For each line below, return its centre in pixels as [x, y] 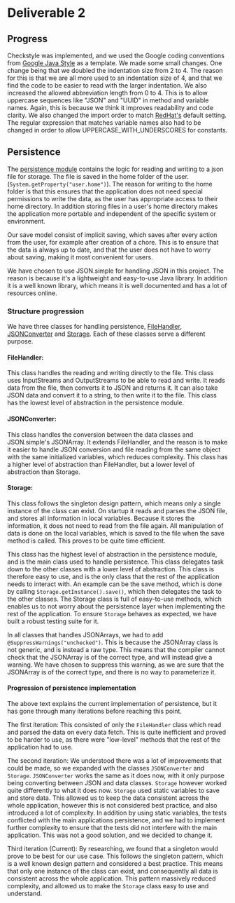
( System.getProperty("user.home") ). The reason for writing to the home [110, 184]
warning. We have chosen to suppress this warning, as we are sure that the [116, 665]
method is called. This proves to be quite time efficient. [86, 541]
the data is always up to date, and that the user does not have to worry [109, 250]
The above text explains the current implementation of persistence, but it [112, 703]
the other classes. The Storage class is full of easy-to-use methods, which [114, 599]
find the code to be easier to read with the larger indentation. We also [107, 85]
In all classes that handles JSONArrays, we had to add [85, 634]
